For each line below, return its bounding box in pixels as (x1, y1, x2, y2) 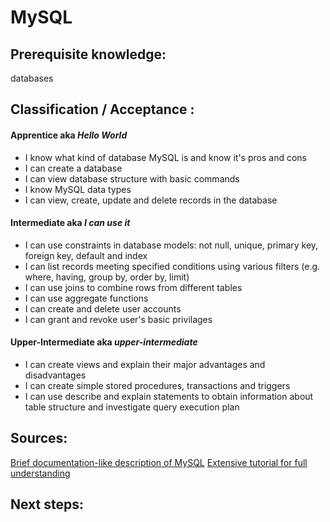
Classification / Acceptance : (10, 101, 195, 118)
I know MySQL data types (24, 183, 132, 195)
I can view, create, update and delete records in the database (24, 194, 278, 206)
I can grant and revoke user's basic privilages (24, 313, 213, 325)
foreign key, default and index (24, 249, 148, 261)
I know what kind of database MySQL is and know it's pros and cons (24, 151, 307, 163)
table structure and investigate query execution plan (24, 401, 240, 413)
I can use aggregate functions (24, 292, 149, 304)
